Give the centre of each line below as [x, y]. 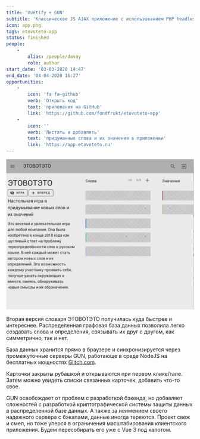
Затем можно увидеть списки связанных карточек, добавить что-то [93, 380]
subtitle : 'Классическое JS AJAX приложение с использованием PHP [90, 19]
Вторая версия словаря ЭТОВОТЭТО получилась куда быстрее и [89, 319]
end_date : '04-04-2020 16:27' [44, 75]
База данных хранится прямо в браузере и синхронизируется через [93, 350]
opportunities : [25, 82]
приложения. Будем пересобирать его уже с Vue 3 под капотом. [89, 429]
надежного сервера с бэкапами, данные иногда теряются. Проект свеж [98, 417]
